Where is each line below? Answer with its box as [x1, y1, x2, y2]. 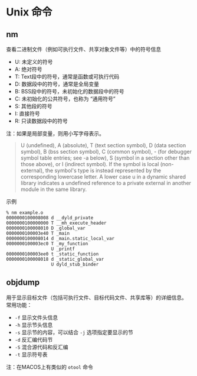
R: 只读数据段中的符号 [14, 118, 68, 124]
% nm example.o [6, 210, 44, 216]
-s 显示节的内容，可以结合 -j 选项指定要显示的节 [14, 329, 134, 336]
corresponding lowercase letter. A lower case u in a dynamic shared [20, 173, 186, 180]
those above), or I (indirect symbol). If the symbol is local [20, 161, 159, 167]
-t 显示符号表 [14, 351, 48, 358]
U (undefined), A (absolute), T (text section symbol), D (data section [20, 142, 186, 148]
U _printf [51, 246, 75, 252]
